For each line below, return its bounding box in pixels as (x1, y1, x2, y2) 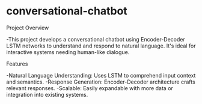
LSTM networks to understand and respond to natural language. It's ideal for (6, 42, 196, 49)
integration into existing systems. (6, 91, 88, 98)
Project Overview (6, 24, 49, 31)
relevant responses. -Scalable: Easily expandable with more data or (6, 84, 173, 91)
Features (6, 60, 28, 67)
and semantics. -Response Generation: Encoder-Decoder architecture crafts (6, 78, 195, 85)
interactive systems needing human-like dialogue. (6, 48, 130, 55)
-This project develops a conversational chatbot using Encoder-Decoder (6, 35, 185, 43)
